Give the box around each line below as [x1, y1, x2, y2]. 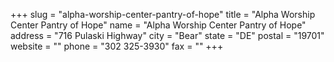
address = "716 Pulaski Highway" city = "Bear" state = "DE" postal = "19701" [10, 30, 325, 41]
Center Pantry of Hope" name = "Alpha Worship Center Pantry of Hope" [10, 19, 307, 31]
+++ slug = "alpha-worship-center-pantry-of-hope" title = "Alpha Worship [10, 9, 316, 20]
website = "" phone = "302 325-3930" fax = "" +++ [10, 40, 224, 52]
